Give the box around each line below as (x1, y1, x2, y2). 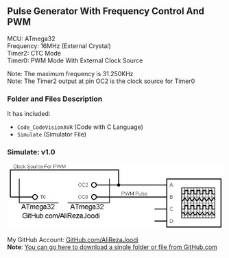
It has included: (7, 110, 51, 118)
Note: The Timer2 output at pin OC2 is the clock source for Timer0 (7, 77, 195, 85)
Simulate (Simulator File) (16, 130, 87, 139)
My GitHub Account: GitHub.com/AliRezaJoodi (7, 236, 138, 244)
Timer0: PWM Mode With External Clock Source (7, 56, 143, 64)
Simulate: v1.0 (7, 148, 56, 157)
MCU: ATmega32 (7, 34, 56, 43)
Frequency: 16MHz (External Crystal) (7, 41, 111, 50)
